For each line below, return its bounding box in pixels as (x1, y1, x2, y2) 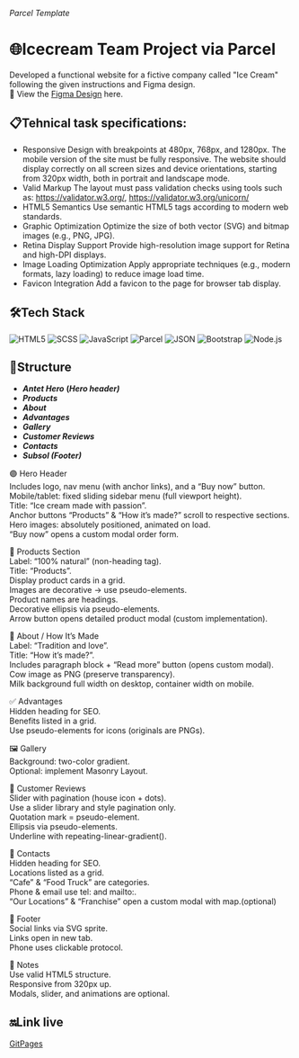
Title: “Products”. (9, 566, 72, 577)
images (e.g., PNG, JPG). (22, 229, 115, 241)
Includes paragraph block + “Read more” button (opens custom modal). (9, 659, 274, 670)
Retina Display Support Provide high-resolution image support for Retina (22, 239, 290, 250)
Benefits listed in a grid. (9, 715, 97, 727)
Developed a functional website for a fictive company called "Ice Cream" (9, 69, 278, 80)
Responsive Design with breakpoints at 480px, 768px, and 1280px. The (22, 144, 286, 155)
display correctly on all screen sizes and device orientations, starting (22, 163, 277, 174)
